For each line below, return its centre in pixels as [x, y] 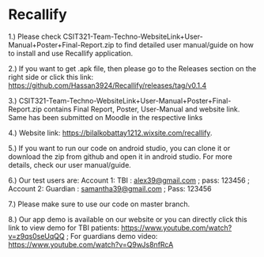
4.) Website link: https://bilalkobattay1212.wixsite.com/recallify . [110, 133]
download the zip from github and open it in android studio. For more [121, 157]
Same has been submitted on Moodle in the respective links [106, 117]
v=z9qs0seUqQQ [36, 236]
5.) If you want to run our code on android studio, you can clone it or [119, 148]
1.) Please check [35, 36]
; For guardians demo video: [112, 236]
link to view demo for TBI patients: [64, 228]
